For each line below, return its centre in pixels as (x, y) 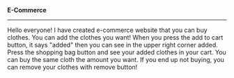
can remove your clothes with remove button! (72, 67)
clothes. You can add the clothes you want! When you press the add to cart (115, 37)
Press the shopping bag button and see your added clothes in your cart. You (117, 52)
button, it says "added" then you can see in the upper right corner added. (112, 45)
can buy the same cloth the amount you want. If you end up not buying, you (116, 60)
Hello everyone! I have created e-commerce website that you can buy (107, 30)
